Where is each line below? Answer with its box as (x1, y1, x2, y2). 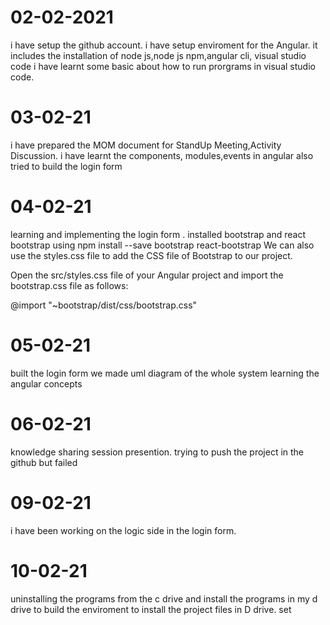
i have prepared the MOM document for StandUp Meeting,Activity (10, 139, 282, 151)
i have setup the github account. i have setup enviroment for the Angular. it (10, 39, 318, 51)
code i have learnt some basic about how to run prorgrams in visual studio (10, 60, 316, 72)
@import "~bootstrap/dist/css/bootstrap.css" (10, 299, 198, 311)
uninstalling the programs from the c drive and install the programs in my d (10, 592, 318, 605)
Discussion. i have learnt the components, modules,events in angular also (10, 149, 314, 161)
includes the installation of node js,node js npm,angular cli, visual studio (10, 49, 307, 61)
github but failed (10, 456, 78, 468)
